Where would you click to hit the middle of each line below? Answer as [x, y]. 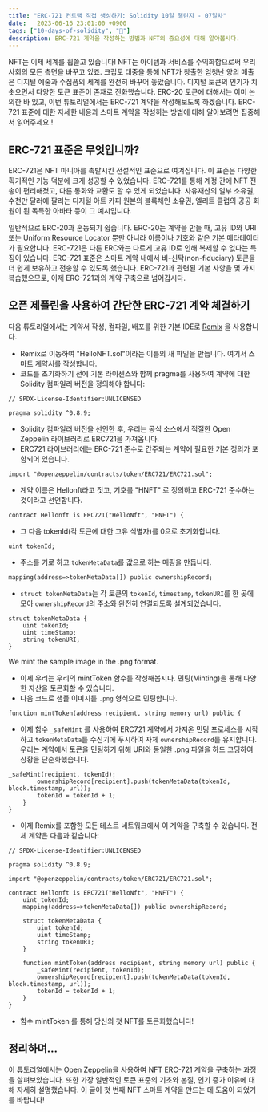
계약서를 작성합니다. [66, 363]
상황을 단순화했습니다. [54, 759]
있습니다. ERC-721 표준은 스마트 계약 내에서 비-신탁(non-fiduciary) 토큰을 [139, 258]
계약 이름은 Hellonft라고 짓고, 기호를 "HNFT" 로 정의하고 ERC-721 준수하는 [137, 489]
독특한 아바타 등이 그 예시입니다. [82, 211]
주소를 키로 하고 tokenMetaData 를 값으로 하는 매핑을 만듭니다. [116, 562]
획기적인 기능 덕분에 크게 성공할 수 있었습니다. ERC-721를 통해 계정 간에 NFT [128, 181]
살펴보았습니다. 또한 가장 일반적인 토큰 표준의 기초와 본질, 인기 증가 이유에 [132, 1079]
